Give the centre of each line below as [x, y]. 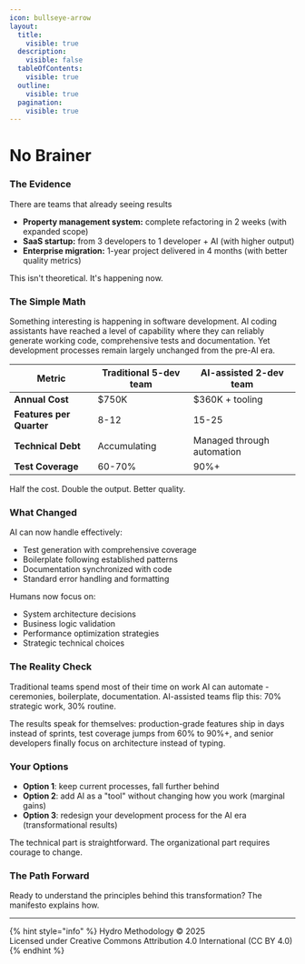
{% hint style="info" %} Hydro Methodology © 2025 [108, 931]
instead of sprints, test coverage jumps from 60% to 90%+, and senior [142, 733]
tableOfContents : [50, 69]
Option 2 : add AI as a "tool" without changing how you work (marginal [154, 796]
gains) [34, 805]
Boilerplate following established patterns [100, 559]
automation [217, 452]
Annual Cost [42, 399]
